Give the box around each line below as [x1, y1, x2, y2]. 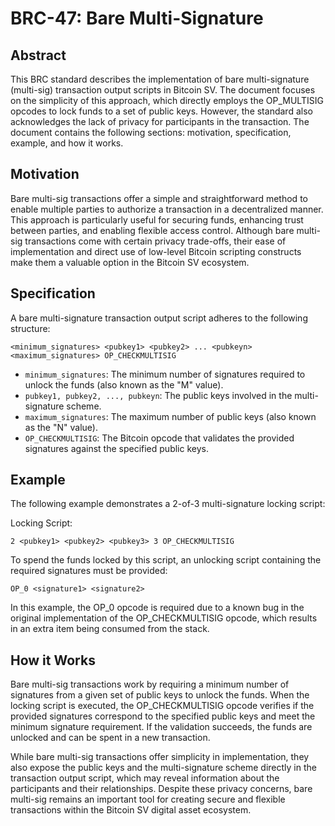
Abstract [10, 47, 67, 64]
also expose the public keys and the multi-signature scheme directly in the [10, 762, 317, 774]
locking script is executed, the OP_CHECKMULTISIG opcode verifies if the [10, 700, 315, 712]
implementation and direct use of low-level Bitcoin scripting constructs [10, 245, 302, 257]
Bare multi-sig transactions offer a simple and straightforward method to [10, 192, 308, 204]
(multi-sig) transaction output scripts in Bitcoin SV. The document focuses [10, 84, 316, 96]
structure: [10, 322, 51, 334]
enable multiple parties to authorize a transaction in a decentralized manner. [10, 203, 324, 215]
